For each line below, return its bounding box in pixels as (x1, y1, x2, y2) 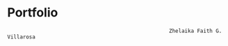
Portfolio (7, 5, 58, 21)
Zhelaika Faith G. (169, 27, 222, 34)
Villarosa (7, 33, 36, 41)
